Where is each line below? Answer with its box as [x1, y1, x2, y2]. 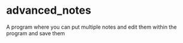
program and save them [6, 29, 65, 36]
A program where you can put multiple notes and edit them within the [6, 23, 177, 30]
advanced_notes [6, 4, 91, 17]
